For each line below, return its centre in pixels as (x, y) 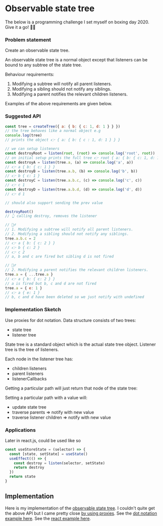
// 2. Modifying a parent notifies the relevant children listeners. (77, 270)
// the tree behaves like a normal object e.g (53, 131)
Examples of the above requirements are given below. (59, 104)
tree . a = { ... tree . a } (29, 275)
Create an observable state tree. (37, 50)
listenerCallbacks (29, 378)
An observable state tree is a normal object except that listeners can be (76, 60)
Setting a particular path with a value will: (46, 397)
